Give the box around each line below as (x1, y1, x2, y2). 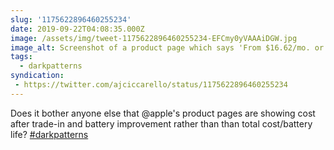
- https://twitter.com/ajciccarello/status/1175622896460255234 (14, 80, 288, 90)
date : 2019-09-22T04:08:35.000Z (10, 24, 145, 34)
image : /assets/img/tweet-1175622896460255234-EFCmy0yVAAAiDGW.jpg (10, 33, 298, 43)
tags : (10, 52, 33, 62)
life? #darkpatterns (10, 128, 89, 140)
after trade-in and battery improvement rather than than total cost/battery (10, 117, 313, 130)
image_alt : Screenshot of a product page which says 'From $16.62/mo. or (10, 42, 325, 53)
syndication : (10, 71, 65, 81)
